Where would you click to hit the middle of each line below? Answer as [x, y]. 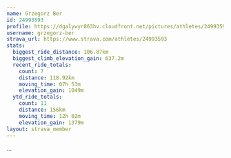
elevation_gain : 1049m [51, 90]
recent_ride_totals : [42, 65]
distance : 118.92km [47, 78]
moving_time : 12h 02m [50, 116]
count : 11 [33, 103]
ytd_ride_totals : [38, 97]
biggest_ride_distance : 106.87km [61, 52]
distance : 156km [42, 110]
